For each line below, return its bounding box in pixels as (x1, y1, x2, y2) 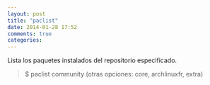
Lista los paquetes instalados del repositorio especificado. (7, 56, 177, 64)
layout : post (7, 10, 46, 18)
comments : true (7, 30, 52, 38)
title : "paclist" (7, 17, 59, 24)
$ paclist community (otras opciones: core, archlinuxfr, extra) (24, 70, 204, 79)
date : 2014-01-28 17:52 (7, 23, 78, 30)
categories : (7, 37, 42, 44)
